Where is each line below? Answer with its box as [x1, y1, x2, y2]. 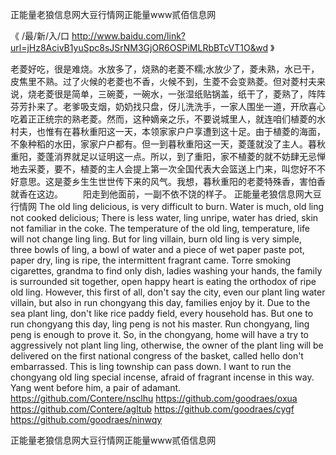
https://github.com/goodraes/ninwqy [10, 414, 163, 425]
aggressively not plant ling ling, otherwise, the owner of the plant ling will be [10, 339, 324, 351]
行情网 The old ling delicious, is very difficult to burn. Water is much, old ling [10, 201, 325, 212]
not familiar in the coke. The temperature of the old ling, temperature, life [10, 223, 310, 234]
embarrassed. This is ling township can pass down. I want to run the [10, 361, 292, 372]
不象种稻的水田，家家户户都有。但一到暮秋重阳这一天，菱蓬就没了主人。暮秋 [10, 138, 326, 150]
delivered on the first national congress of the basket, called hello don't [10, 350, 304, 362]
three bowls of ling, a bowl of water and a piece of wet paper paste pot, [10, 244, 305, 255]
